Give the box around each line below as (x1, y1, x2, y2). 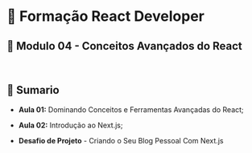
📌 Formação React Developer (6, 7, 205, 26)
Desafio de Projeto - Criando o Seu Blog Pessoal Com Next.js (18, 135, 224, 145)
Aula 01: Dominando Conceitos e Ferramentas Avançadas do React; (18, 104, 244, 115)
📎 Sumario (6, 83, 60, 97)
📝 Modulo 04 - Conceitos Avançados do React (6, 39, 242, 53)
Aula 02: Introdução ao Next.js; (18, 120, 123, 130)
